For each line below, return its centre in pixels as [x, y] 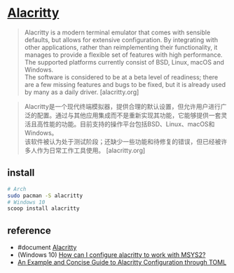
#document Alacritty [47, 248]
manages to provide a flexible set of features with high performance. [123, 55]
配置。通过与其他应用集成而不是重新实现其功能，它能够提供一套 [129, 115]
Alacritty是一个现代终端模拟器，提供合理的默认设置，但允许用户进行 [122, 106]
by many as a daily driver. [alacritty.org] [82, 92]
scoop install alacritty [43, 208]
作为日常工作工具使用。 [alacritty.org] [91, 150]
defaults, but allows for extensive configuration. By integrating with [121, 39]
